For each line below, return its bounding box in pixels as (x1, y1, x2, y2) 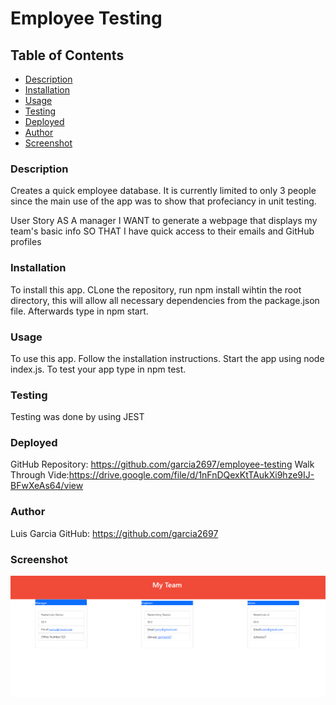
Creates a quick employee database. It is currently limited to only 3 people (10, 185, 317, 197)
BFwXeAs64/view (10, 480, 84, 492)
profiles (10, 236, 42, 248)
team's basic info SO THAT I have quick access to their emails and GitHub (10, 225, 315, 237)
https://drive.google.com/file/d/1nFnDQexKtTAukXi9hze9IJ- (68, 469, 315, 481)
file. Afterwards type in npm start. (10, 305, 149, 317)
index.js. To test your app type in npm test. (10, 363, 187, 375)
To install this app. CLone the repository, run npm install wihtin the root (10, 283, 302, 296)
